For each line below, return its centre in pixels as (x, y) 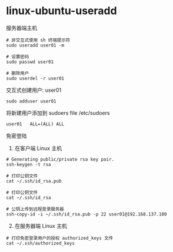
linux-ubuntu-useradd (61, 11)
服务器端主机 (21, 28)
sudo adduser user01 (31, 101)
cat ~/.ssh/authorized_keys (41, 243)
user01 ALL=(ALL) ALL (35, 124)
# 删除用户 (18, 73)
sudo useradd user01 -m (35, 45)
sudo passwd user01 (30, 62)
